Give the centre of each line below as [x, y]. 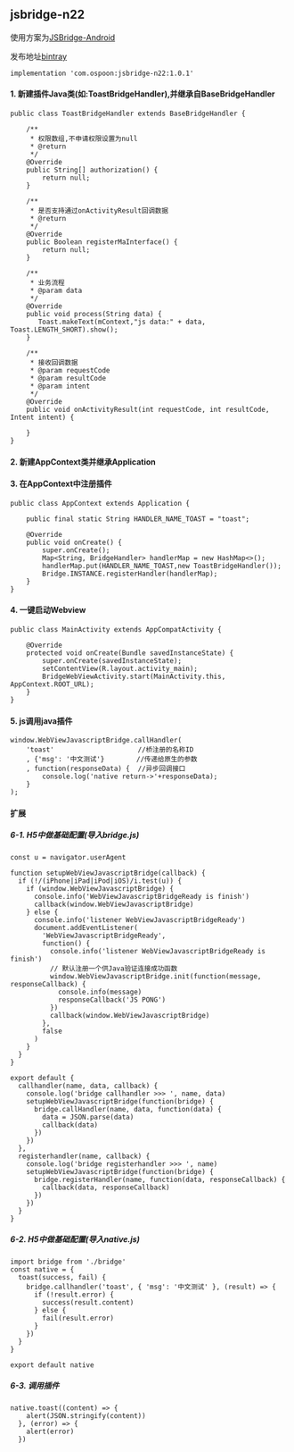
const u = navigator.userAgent [68, 857]
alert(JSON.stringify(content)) [86, 1415]
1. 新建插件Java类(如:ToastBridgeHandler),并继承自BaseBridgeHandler [143, 94]
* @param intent [60, 386]
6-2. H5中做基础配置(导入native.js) [75, 1239]
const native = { [42, 1269]
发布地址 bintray [39, 56]
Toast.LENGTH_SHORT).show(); [64, 330]
